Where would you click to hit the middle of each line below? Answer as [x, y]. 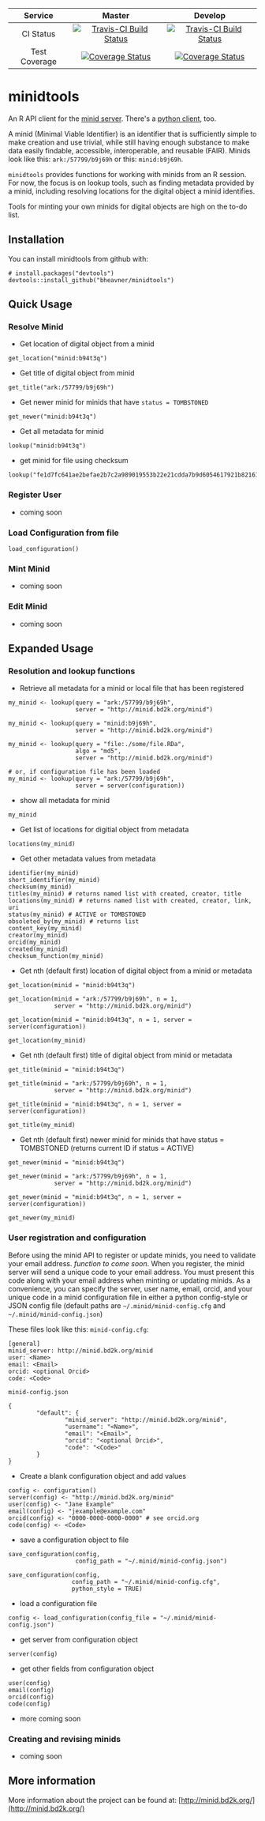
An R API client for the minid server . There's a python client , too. [112, 119]
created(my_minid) [38, 949]
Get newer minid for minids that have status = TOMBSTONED [114, 402]
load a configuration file [58, 1603]
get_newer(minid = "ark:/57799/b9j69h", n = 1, [88, 1177]
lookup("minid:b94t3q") [47, 446]
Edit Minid [28, 606]
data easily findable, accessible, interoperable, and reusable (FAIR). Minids [129, 150]
